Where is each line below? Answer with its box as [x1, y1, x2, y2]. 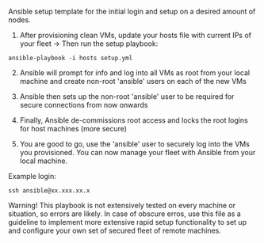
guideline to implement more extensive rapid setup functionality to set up [8, 218, 247, 226]
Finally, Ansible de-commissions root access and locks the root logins [19, 116, 248, 125]
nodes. [8, 15, 31, 25]
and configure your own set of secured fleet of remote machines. [8, 226, 222, 235]
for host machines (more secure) [19, 124, 128, 133]
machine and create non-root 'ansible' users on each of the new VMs [19, 77, 247, 85]
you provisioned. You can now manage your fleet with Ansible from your [19, 148, 256, 157]
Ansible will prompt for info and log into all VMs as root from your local [19, 68, 251, 78]
